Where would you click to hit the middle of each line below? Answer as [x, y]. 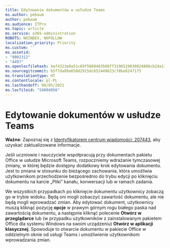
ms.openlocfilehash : [27, 66]
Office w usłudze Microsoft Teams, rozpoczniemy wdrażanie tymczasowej [83, 160]
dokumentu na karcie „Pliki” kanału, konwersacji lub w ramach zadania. [79, 182]
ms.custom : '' [20, 48]
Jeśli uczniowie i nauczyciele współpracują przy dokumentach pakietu [79, 155]
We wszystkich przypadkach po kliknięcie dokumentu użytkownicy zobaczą [84, 192]
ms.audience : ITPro [26, 24]
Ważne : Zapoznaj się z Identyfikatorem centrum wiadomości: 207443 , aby [83, 140]
